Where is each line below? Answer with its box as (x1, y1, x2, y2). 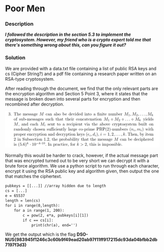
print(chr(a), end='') (31, 223, 78, 228)
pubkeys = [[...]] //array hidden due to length (5, 184, 106, 189)
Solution (5, 55, 26, 61)
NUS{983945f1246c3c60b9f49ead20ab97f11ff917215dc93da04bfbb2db (5, 237, 158, 243)
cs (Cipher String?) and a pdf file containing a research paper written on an (5, 71, 157, 77)
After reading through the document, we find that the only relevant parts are (5, 85, 158, 91)
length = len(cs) (5, 198, 41, 203)
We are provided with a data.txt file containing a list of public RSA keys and (5, 65, 157, 71)
